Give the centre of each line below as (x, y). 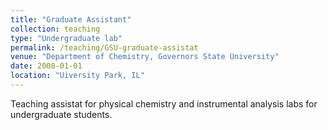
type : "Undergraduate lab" (66, 38)
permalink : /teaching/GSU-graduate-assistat (104, 47)
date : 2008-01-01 (46, 66)
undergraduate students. (61, 114)
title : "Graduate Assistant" (71, 19)
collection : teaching (55, 29)
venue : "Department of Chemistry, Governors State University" (145, 57)
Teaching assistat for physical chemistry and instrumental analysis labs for (164, 103)
